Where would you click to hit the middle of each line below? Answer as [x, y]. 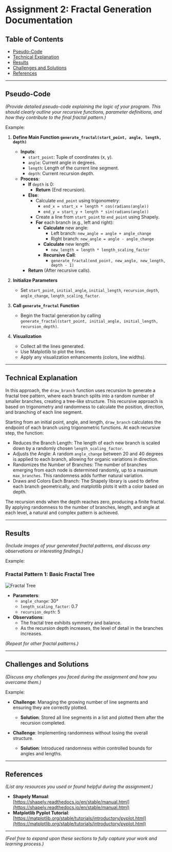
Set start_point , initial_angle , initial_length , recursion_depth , [90, 290]
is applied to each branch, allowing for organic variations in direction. [85, 459]
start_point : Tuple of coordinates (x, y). [70, 157]
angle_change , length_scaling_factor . [60, 295]
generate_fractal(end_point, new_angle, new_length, [108, 261]
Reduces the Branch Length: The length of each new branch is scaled [86, 443]
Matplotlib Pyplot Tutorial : [41, 813]
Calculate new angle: [66, 228]
